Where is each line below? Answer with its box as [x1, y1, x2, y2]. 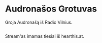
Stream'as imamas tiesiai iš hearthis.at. [5, 33, 85, 39]
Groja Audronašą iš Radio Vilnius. [5, 19, 72, 25]
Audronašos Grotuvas [5, 3, 97, 14]
